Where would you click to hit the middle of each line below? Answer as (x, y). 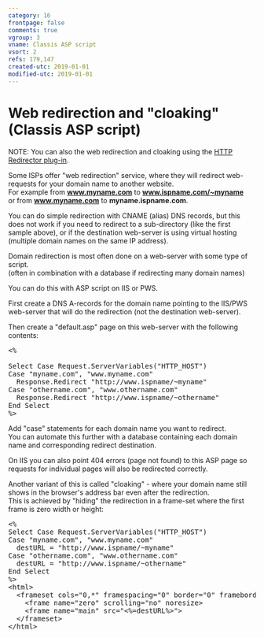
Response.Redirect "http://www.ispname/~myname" (112, 382)
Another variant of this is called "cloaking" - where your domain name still (128, 484)
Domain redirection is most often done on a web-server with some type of (128, 256)
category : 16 (29, 15)
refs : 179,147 (31, 60)
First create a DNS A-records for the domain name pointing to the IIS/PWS (128, 303)
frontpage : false (37, 23)
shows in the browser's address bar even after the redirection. (109, 492)
